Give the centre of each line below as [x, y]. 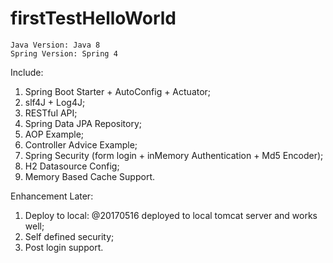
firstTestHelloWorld [93, 18]
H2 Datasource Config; [72, 166]
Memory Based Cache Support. [90, 176]
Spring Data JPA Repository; [83, 123]
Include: [27, 72]
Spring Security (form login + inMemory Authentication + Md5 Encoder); [174, 155]
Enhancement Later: [52, 196]
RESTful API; [51, 113]
